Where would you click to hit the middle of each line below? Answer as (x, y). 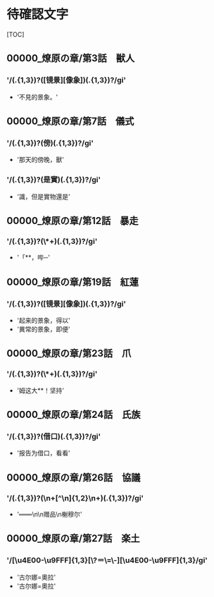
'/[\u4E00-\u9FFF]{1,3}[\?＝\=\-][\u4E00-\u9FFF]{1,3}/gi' (107, 560)
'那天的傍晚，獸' (40, 160)
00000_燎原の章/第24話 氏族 (74, 415)
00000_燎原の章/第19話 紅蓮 (73, 282)
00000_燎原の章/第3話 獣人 (71, 58)
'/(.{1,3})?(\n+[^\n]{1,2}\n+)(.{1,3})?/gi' (75, 498)
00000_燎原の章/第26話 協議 (74, 478)
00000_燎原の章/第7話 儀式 (70, 122)
